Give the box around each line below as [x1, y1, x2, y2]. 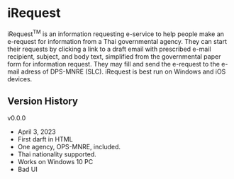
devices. [7, 74, 33, 83]
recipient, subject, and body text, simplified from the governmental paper [7, 52, 221, 61]
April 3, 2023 [17, 127, 57, 136]
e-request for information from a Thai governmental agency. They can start [7, 37, 228, 45]
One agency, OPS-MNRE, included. [17, 143, 121, 151]
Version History [7, 95, 78, 107]
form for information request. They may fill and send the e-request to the [7, 59, 220, 68]
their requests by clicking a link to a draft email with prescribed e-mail [7, 45, 211, 53]
